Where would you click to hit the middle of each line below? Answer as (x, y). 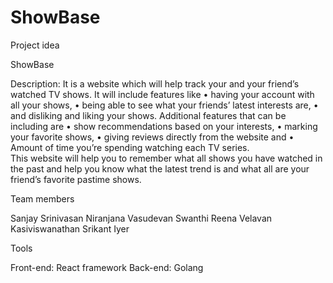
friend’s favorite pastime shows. (76, 179)
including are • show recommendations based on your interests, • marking (164, 126)
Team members (42, 198)
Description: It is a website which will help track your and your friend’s (155, 83)
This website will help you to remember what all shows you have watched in (166, 158)
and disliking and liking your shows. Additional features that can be (148, 115)
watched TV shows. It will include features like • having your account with (162, 94)
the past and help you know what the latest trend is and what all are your (160, 168)
